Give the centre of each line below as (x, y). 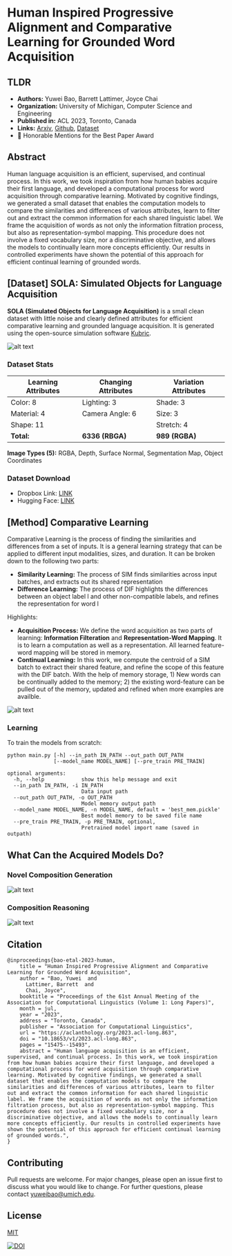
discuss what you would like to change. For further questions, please (105, 1186)
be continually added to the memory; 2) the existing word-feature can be (121, 682)
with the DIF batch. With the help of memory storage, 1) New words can (119, 675)
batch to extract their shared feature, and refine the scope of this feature (120, 667)
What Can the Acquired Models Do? (86, 855)
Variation (189, 382)
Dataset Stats (30, 364)
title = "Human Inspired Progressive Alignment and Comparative (114, 967)
